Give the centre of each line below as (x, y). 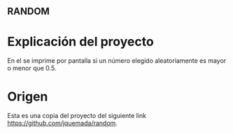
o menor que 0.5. (32, 68)
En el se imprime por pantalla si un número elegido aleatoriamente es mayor (117, 61)
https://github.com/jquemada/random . (62, 123)
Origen (28, 96)
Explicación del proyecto (80, 42)
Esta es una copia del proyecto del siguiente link (77, 116)
